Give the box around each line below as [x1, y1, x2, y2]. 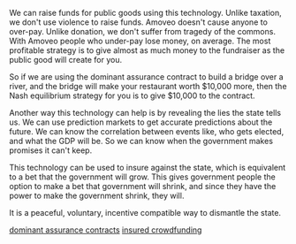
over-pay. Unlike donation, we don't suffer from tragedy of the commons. [9, 27, 277, 36]
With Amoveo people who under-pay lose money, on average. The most [9, 35, 271, 46]
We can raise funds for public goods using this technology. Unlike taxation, [9, 8, 283, 18]
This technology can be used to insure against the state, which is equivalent [9, 163, 286, 172]
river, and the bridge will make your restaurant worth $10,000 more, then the [9, 81, 287, 91]
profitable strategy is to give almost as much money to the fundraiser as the [9, 45, 285, 56]
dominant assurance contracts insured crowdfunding [9, 225, 202, 235]
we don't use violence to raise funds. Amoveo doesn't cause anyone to [9, 17, 268, 27]
